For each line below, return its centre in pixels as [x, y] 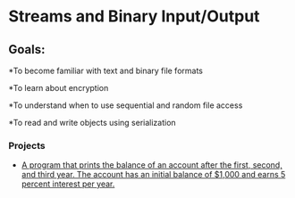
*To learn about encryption [59, 88]
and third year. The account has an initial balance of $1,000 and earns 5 [153, 175]
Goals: [27, 49]
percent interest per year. [68, 184]
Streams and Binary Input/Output [134, 16]
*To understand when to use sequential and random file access [126, 105]
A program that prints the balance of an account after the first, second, [152, 165]
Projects [27, 145]
